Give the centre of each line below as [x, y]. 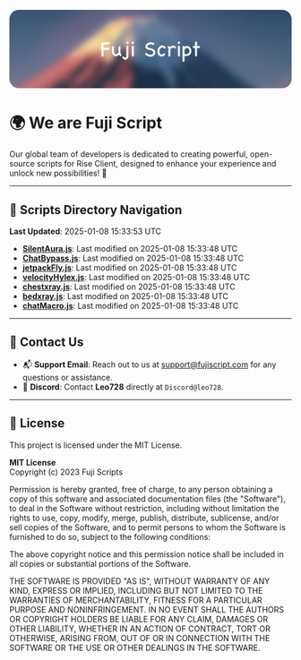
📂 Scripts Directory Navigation [96, 210]
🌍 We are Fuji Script [86, 123]
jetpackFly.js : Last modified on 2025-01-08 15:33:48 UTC [129, 268]
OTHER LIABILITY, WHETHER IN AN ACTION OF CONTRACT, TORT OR [140, 629]
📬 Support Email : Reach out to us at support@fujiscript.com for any [149, 364]
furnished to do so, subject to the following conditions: [110, 536]
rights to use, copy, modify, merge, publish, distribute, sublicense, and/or [144, 518]
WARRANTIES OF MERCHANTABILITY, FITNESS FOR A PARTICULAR [136, 600]
